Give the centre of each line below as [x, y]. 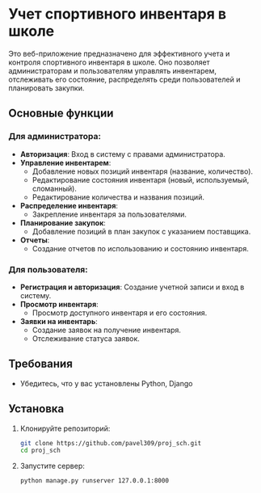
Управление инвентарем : [65, 162]
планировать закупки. [46, 88]
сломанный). [54, 188]
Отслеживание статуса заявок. [86, 338]
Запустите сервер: [52, 466]
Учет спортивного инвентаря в [118, 14]
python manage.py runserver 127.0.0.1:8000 [95, 481]
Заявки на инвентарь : [59, 321]
